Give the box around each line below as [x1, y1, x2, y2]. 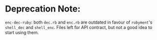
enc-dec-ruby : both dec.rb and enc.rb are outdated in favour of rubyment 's [5, 19, 153, 25]
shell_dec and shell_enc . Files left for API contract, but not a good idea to [5, 24, 153, 30]
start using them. [5, 29, 39, 35]
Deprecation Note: [5, 3, 81, 14]
